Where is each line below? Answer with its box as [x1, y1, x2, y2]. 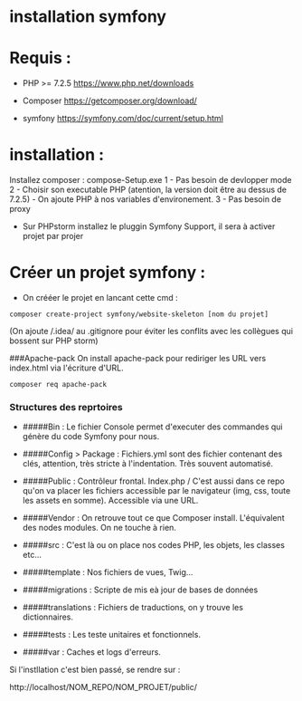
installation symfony [9, 6, 167, 27]
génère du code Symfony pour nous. [22, 431, 160, 442]
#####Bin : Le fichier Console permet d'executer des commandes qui [22, 421, 283, 432]
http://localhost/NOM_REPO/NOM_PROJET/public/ [9, 682, 197, 693]
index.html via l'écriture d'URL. [9, 362, 124, 373]
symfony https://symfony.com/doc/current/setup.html [22, 113, 224, 124]
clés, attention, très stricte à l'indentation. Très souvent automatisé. [22, 458, 274, 469]
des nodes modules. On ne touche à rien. [22, 523, 176, 533]
